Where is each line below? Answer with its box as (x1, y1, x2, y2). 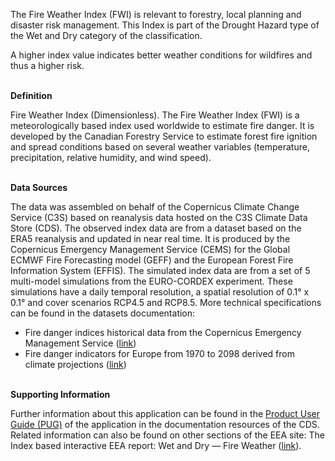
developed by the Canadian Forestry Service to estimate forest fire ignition (10, 130, 318, 142)
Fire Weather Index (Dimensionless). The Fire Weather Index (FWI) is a (10, 109, 300, 121)
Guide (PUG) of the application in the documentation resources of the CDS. (10, 419, 320, 430)
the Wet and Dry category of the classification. (10, 30, 203, 41)
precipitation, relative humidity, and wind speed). (10, 152, 212, 163)
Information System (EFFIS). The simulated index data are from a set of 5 (10, 265, 311, 276)
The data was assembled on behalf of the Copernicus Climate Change (10, 201, 300, 213)
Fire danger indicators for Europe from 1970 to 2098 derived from (24, 348, 295, 359)
